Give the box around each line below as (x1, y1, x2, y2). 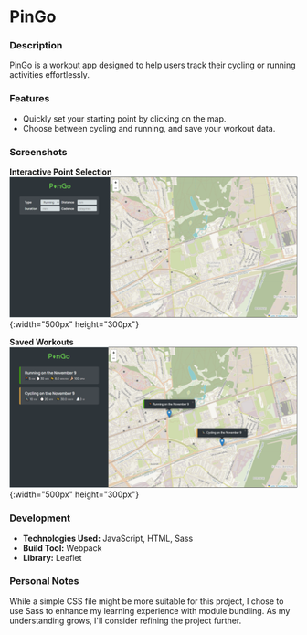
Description (9, 39, 63, 52)
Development (9, 512, 71, 524)
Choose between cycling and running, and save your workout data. (22, 122, 276, 133)
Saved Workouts (9, 336, 74, 348)
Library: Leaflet (22, 552, 82, 563)
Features (9, 92, 50, 105)
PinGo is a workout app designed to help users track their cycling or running (9, 59, 296, 70)
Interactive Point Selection (9, 166, 112, 177)
